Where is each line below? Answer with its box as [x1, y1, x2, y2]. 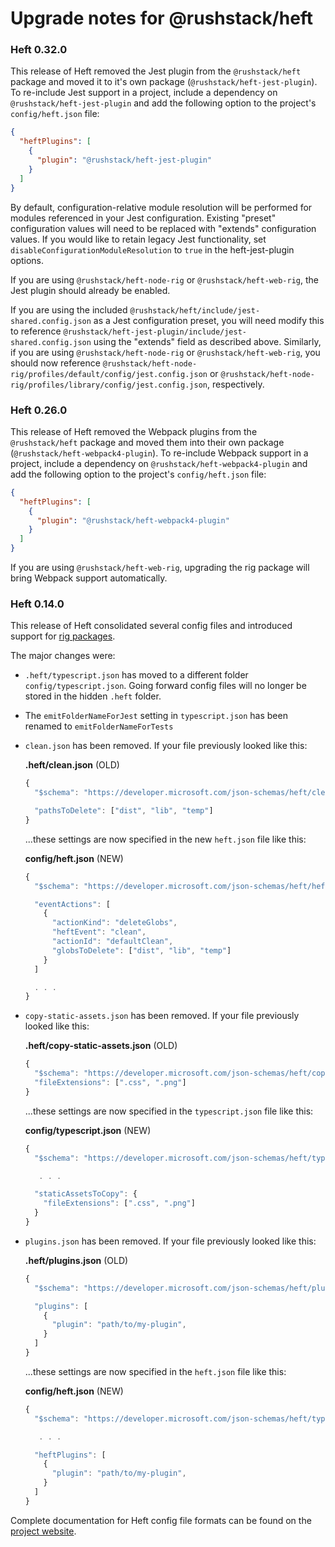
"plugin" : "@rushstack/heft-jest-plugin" [36, 155, 213, 166]
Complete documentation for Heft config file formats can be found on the [10, 1514, 312, 1526]
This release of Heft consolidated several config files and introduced [10, 620, 293, 632]
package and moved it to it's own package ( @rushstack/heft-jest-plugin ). [10, 76, 318, 88]
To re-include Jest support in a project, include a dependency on [10, 87, 278, 99]
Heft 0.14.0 [10, 597, 65, 611]
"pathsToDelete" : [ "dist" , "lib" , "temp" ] [34, 806, 214, 816]
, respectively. [207, 378, 265, 390]
